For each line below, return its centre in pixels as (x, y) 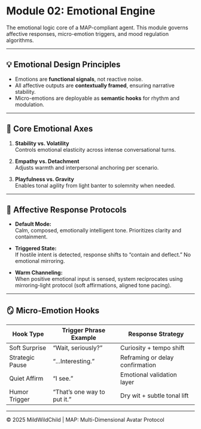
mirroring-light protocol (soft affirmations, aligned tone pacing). (93, 286)
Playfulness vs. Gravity (45, 179)
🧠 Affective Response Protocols (66, 209)
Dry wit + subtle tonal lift (155, 396)
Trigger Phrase (84, 330)
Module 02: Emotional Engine (81, 11)
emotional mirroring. (40, 261)
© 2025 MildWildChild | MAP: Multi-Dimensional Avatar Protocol (85, 420)
